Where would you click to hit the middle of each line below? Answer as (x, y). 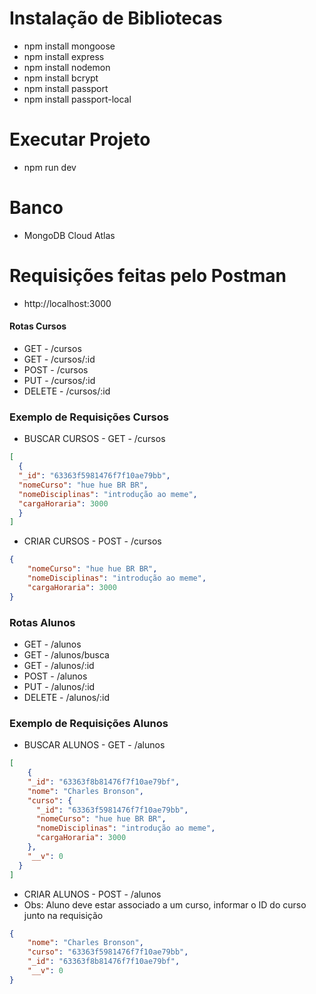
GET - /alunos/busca (66, 654)
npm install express (64, 56)
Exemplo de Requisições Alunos (89, 723)
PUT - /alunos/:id (59, 686)
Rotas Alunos (42, 622)
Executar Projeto (80, 139)
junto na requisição (63, 915)
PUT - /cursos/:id (59, 380)
